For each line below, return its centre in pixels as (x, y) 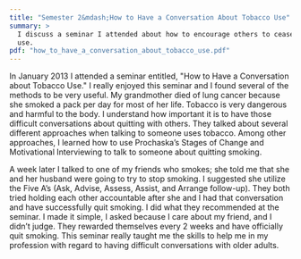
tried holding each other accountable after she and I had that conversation (146, 198)
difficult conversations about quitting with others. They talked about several (149, 124)
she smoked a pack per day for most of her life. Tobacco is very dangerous (148, 104)
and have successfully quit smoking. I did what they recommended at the (144, 207)
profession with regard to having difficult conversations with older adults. (144, 246)
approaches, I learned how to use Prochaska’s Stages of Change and (137, 143)
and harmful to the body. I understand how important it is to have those (140, 114)
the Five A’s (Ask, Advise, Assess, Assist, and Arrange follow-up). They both (150, 188)
